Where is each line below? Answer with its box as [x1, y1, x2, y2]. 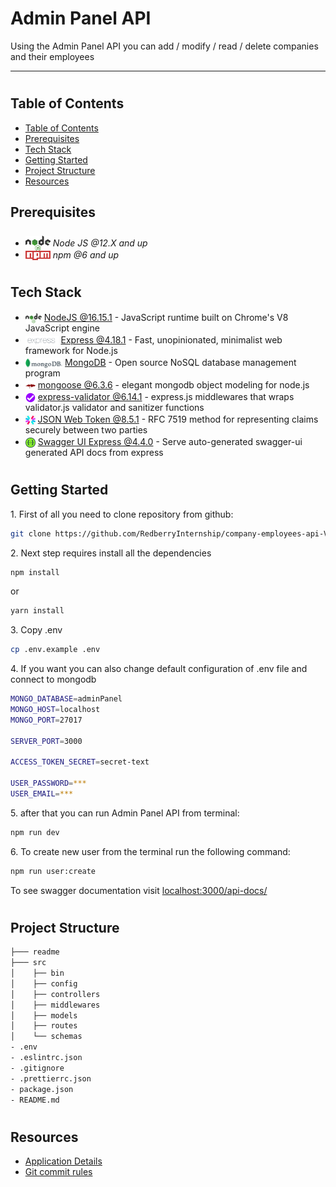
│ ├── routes [10, 1021, 78, 1031]
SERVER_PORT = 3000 [10, 736, 83, 746]
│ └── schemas [10, 1032, 83, 1042]
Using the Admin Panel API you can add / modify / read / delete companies [10, 40, 319, 52]
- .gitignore [10, 1063, 65, 1073]
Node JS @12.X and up [52, 237, 148, 249]
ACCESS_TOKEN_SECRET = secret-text [10, 757, 150, 767]
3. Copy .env [10, 624, 63, 636]
